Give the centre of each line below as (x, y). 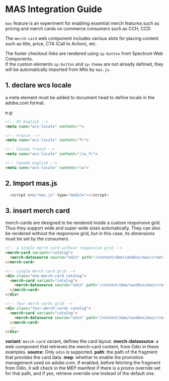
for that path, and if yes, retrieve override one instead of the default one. (80, 373)
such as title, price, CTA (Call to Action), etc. (51, 43)
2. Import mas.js (31, 183)
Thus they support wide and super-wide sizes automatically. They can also (83, 228)
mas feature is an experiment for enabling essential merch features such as (82, 23)
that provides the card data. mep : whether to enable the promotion (74, 357)
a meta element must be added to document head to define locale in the (80, 97)
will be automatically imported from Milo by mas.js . (58, 69)
